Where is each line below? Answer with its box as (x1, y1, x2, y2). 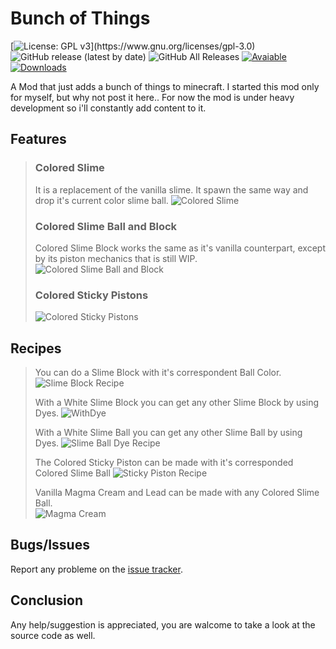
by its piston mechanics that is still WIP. (34, 252, 198, 264)
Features (10, 131, 67, 148)
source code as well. (10, 629, 96, 641)
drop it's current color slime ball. (34, 194, 169, 206)
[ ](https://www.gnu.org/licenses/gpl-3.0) (10, 40, 256, 52)
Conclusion (10, 592, 84, 609)
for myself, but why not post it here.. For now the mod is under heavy (10, 91, 295, 103)
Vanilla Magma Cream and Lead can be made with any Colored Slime (34, 487, 320, 499)
